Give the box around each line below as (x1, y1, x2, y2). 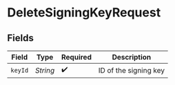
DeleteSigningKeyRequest (7, 5, 161, 21)
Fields (7, 32, 34, 44)
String (34, 65, 55, 75)
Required (61, 53, 92, 62)
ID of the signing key (98, 65, 165, 75)
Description (112, 53, 152, 62)
